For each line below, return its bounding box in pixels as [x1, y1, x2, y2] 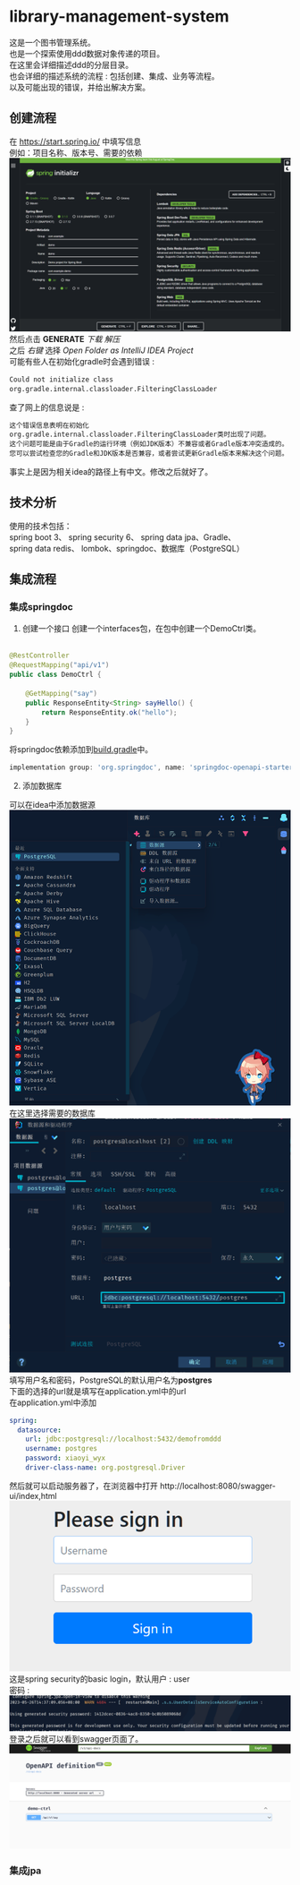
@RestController [9, 651, 70, 660]
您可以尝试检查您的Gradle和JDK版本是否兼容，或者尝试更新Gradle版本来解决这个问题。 [9, 450, 288, 458]
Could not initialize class [9, 374, 114, 384]
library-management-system [9, 6, 229, 27]
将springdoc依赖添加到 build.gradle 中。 [9, 744, 154, 755]
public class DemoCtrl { [9, 670, 102, 680]
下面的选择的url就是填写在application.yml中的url [9, 1385, 187, 1396]
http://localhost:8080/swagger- [159, 1480, 277, 1491]
